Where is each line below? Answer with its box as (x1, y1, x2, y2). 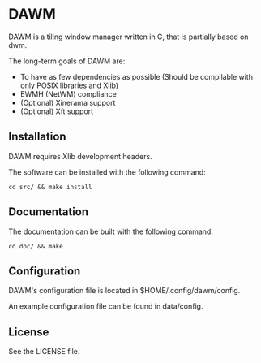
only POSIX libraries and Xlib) (19, 80, 119, 90)
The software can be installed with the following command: (8, 167, 207, 177)
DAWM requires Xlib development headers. (8, 151, 152, 161)
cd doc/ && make (8, 242, 63, 250)
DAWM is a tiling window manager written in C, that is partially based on (8, 32, 249, 41)
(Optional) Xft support (19, 106, 94, 116)
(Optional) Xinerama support (19, 97, 116, 107)
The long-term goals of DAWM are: (8, 56, 126, 66)
